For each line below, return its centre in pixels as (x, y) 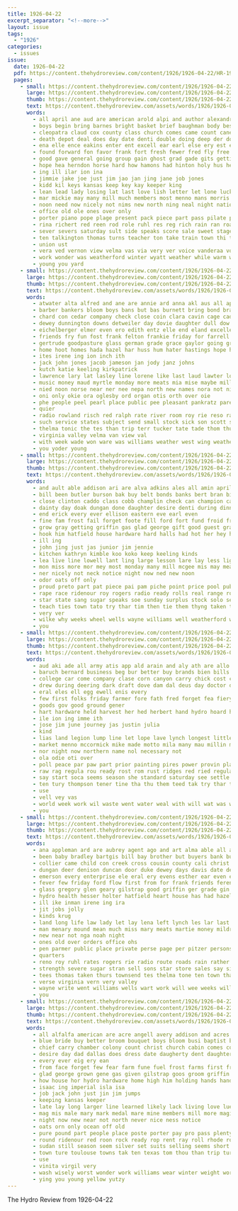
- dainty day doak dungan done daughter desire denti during (125, 508)
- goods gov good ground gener (79, 705)
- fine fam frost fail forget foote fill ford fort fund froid (128, 521)
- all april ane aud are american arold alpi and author (118, 119)
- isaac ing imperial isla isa (79, 1087)
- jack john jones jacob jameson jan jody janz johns (114, 363)
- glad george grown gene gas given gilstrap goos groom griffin (131, 1074)
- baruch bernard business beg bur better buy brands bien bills (131, 672)
